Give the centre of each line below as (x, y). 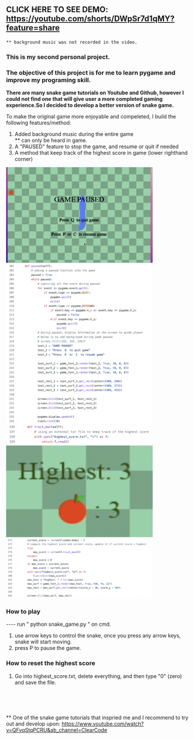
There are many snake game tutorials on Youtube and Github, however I (95, 93)
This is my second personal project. (58, 57)
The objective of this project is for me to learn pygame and (91, 73)
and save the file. (35, 682)
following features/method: (39, 123)
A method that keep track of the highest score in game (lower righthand (101, 153)
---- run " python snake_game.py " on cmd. (59, 624)
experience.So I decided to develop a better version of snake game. (90, 105)
